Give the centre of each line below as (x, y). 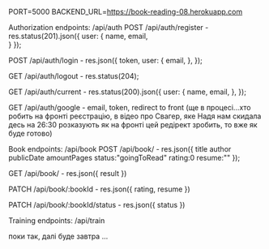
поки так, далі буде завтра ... (58, 236)
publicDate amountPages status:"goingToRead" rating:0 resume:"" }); (124, 158)
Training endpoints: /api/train (57, 221)
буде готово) (30, 133)
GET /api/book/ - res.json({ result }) (68, 173)
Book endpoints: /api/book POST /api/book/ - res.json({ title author (120, 149)
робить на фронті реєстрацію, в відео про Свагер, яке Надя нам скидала (135, 116)
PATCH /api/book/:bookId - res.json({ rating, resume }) (99, 189)
